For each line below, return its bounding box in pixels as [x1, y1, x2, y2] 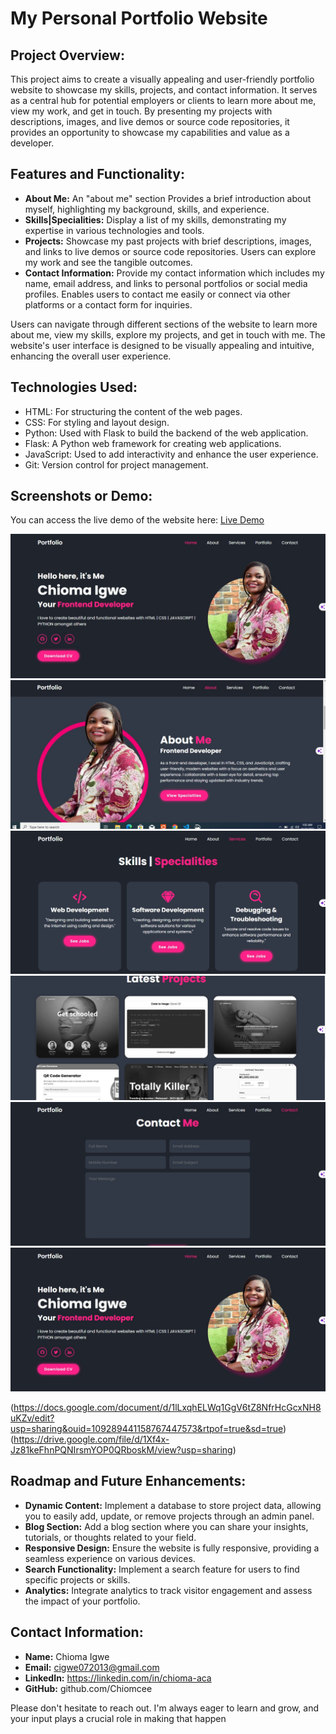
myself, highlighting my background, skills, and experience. [24, 203, 270, 215]
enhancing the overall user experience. [10, 350, 172, 362]
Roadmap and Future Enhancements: [10, 1473, 247, 1490]
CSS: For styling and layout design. [24, 416, 170, 428]
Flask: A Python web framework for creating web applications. [24, 437, 282, 449]
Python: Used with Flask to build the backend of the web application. [24, 427, 309, 439]
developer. [10, 137, 55, 149]
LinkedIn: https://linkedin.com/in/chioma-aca [24, 1672, 212, 1684]
